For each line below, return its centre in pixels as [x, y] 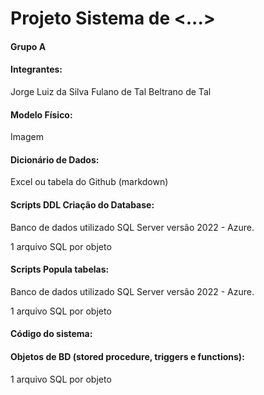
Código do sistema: [51, 334]
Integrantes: [36, 69]
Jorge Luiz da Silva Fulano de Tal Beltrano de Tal [111, 91]
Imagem [27, 137]
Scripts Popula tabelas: [60, 269]
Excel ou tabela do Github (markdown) [89, 182]
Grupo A [28, 46]
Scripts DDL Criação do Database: [82, 204]
